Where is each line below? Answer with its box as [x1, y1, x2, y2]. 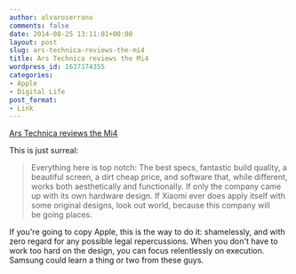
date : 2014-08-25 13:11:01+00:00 [9, 29, 133, 38]
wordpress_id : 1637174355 [9, 63, 105, 72]
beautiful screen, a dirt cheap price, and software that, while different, [30, 172, 288, 183]
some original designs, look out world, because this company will [30, 200, 271, 211]
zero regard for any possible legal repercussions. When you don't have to [9, 236, 278, 247]
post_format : [9, 95, 58, 105]
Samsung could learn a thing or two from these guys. [9, 254, 204, 266]
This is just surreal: [9, 145, 79, 156]
